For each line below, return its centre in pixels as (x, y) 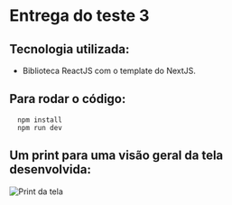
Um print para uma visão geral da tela (116, 156)
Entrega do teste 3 (79, 16)
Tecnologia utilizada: (70, 49)
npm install (40, 120)
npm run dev (40, 127)
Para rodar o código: (68, 99)
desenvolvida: (51, 169)
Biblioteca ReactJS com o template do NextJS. (109, 70)
